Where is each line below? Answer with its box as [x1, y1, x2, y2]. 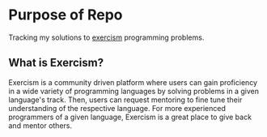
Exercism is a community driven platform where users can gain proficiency [8, 77, 257, 87]
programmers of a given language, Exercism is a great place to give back [8, 112, 252, 122]
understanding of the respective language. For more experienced [8, 103, 227, 113]
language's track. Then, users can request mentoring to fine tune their [8, 95, 243, 105]
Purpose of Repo [8, 6, 123, 24]
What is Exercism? [8, 56, 104, 70]
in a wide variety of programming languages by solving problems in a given [8, 86, 259, 96]
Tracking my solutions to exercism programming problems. [8, 32, 205, 42]
